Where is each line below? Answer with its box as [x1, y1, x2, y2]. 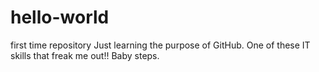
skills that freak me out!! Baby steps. [10, 49, 160, 61]
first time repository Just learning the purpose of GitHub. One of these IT [10, 39, 311, 51]
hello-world [10, 6, 110, 29]
